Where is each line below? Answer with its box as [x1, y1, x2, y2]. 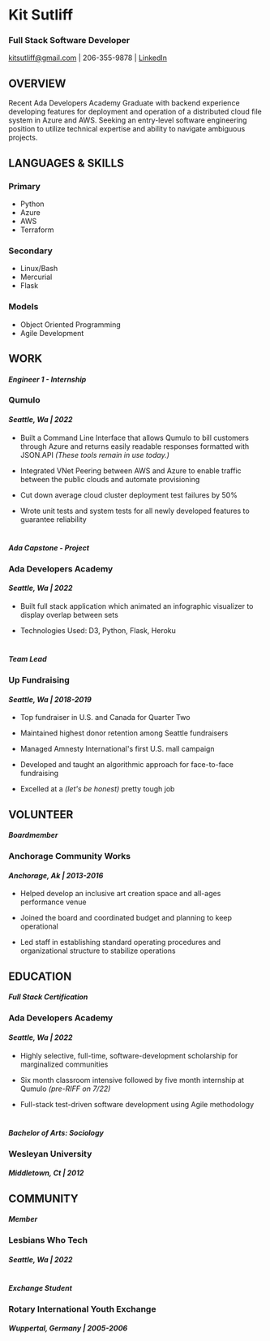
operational [19, 921, 58, 931]
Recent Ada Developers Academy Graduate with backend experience [8, 98, 241, 108]
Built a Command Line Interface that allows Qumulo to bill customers [19, 433, 250, 442]
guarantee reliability [19, 514, 87, 524]
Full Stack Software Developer [8, 35, 131, 46]
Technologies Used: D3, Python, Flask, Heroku [19, 626, 177, 635]
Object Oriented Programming [19, 319, 122, 330]
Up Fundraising [8, 675, 71, 686]
